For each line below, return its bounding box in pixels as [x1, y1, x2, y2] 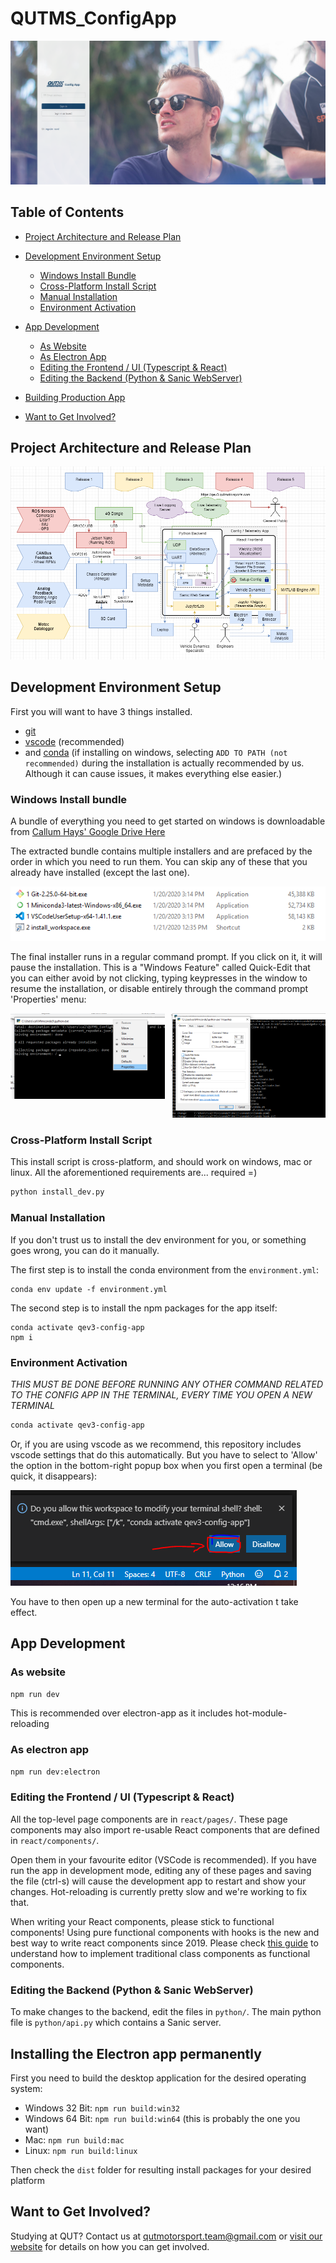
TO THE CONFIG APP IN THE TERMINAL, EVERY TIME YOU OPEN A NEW [10, 1388, 313, 1401]
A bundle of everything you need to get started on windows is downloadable [10, 815, 326, 827]
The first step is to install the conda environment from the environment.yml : [10, 1263, 320, 1276]
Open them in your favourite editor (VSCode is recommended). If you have [10, 1853, 317, 1866]
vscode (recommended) [24, 735, 125, 747]
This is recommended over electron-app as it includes [10, 1707, 233, 1719]
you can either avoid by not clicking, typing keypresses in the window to [10, 972, 308, 984]
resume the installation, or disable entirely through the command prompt [10, 983, 309, 995]
